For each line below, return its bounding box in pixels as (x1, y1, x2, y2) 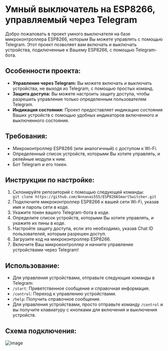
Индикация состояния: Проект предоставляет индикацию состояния (12, 106, 163, 112)
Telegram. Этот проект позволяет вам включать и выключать (5, 41, 137, 47)
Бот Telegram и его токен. (12, 161, 68, 167)
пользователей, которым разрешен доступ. (12, 231, 106, 237)
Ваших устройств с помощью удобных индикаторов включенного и (12, 112, 158, 118)
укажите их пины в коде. (12, 220, 66, 226)
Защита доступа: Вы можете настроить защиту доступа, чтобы (12, 90, 150, 96)
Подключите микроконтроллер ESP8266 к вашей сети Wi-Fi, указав (12, 199, 159, 205)
